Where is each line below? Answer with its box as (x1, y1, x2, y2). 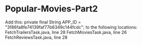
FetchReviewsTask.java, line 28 (5, 34, 68, 40)
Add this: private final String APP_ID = (5, 19, 81, 25)
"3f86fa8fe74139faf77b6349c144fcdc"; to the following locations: (5, 24, 138, 30)
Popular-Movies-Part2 (5, 3, 98, 14)
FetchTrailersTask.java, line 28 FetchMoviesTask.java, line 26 (5, 29, 127, 35)
